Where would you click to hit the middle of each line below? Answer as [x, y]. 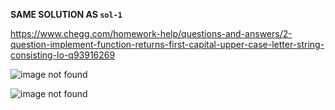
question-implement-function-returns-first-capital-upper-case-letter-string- [167, 44]
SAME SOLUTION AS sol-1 [66, 14]
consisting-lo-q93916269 [63, 55]
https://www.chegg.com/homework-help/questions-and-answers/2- [151, 33]
